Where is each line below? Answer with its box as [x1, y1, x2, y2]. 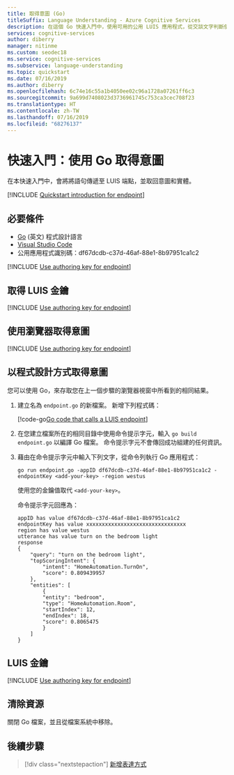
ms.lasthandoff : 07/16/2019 [7, 114, 89, 121]
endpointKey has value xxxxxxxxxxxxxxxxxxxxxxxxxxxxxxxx [17, 521, 187, 528]
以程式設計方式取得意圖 [7, 367, 108, 378]
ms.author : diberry [7, 82, 64, 89]
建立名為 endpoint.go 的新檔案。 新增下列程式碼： [17, 401, 162, 409]
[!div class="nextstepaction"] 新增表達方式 [24, 760, 147, 769]
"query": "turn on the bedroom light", [30, 551, 146, 558]
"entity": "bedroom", [42, 594, 106, 601]
